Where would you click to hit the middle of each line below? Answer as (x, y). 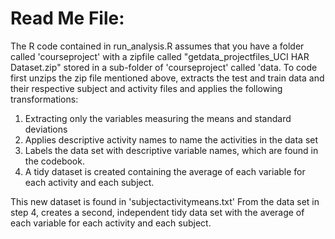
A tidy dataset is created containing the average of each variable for (165, 171)
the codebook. (54, 161)
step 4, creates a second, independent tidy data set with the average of (157, 212)
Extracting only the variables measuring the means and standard (158, 118)
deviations (46, 129)
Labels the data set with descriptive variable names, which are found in (171, 150)
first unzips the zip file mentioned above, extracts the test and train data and (167, 78)
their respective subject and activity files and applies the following (146, 88)
